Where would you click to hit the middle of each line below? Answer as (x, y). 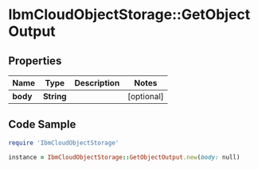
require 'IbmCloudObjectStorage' (64, 143)
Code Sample (42, 125)
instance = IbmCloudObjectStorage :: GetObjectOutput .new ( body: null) (124, 157)
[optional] (146, 96)
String (55, 96)
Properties (35, 61)
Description (97, 83)
